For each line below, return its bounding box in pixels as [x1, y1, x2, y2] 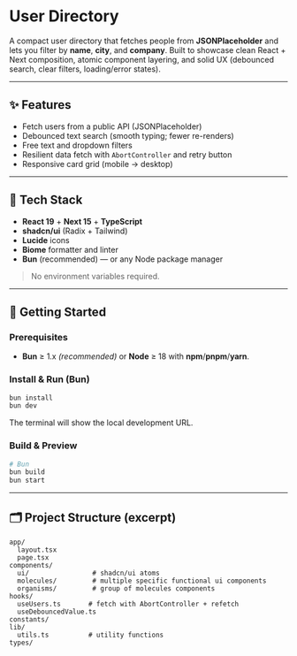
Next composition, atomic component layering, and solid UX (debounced [9, 54, 274, 65]
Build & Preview [9, 439, 78, 452]
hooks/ [9, 592, 34, 601]
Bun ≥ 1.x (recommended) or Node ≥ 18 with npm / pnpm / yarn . [21, 351, 250, 362]
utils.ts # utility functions [17, 630, 164, 640]
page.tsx [17, 553, 49, 562]
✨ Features [9, 97, 72, 112]
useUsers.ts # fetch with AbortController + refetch [17, 599, 240, 609]
